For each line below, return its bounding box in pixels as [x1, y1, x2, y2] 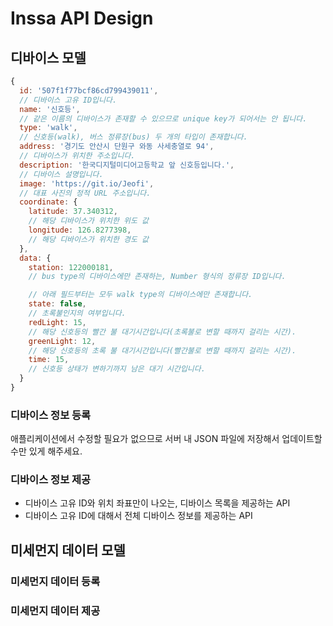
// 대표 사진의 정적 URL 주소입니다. [19, 188, 152, 198]
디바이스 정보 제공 [10, 473, 92, 487]
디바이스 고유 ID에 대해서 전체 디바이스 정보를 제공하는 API [24, 510, 253, 522]
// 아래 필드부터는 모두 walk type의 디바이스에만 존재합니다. [28, 290, 253, 300]
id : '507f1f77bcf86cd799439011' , [19, 85, 159, 96]
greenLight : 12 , [28, 336, 97, 346]
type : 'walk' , [19, 123, 78, 133]
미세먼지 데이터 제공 [10, 603, 101, 617]
